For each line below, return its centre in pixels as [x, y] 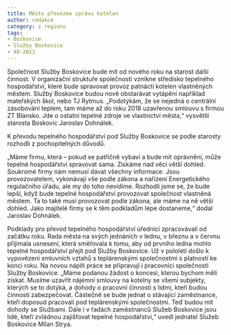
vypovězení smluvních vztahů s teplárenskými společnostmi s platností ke [112, 258]
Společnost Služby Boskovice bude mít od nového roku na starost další [108, 71]
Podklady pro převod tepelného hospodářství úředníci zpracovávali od [107, 229]
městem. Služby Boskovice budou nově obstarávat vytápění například [106, 93]
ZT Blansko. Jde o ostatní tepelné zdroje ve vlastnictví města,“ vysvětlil [108, 115]
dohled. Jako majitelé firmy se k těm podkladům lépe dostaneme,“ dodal [110, 208]
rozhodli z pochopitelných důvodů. [56, 143]
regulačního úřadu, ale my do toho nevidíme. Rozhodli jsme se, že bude [109, 186]
